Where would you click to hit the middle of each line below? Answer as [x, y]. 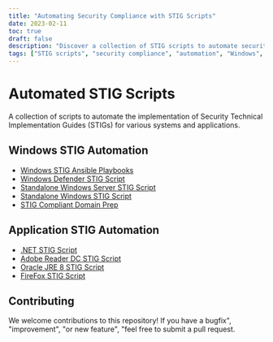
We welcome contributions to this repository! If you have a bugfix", [120, 321]
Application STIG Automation [84, 230]
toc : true [25, 31]
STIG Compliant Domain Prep [69, 205]
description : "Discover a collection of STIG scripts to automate [123, 46]
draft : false [30, 39]
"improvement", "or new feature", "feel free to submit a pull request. [122, 329]
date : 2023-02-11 [38, 24]
